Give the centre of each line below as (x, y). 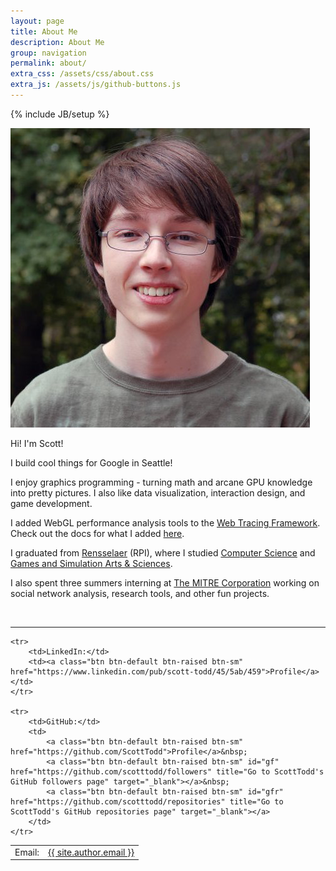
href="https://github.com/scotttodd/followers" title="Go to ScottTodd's (167, 771)
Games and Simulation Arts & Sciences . (91, 563)
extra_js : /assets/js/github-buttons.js (96, 85)
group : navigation (48, 53)
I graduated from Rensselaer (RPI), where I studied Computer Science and (163, 552)
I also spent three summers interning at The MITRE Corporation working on (165, 582)
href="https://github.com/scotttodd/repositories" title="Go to (147, 801)
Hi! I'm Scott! (37, 443)
